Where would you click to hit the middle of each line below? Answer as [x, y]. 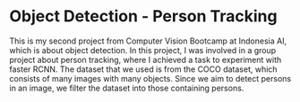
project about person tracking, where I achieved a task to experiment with [146, 59]
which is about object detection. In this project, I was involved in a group [143, 50]
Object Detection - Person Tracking [143, 16]
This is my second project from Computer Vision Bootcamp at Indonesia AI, [148, 41]
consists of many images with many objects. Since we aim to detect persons [150, 78]
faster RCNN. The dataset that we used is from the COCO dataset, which [143, 69]
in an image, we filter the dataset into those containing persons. [127, 88]
